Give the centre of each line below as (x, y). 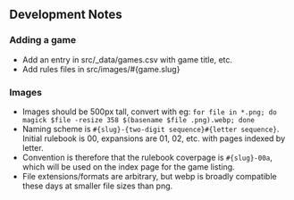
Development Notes (66, 15)
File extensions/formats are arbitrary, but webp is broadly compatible (149, 176)
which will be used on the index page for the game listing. (128, 167)
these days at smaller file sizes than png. (97, 186)
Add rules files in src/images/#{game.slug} (101, 69)
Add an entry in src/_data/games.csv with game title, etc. (127, 59)
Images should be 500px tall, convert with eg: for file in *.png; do (149, 112)
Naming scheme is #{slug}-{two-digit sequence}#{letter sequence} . (151, 129)
